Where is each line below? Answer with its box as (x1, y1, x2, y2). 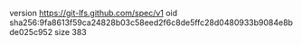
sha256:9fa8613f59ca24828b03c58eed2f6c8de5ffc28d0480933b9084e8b (9, 17, 294, 28)
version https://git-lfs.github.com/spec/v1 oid (9, 8, 178, 18)
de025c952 (9, 27, 52, 37)
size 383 (53, 27, 88, 37)
